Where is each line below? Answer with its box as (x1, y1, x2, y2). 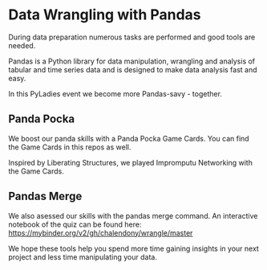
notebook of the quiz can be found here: (8, 219, 142, 229)
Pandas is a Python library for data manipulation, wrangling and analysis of (8, 56, 256, 66)
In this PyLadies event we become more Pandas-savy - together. (8, 88, 223, 98)
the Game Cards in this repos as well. (8, 142, 131, 152)
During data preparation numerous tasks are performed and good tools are (8, 32, 256, 42)
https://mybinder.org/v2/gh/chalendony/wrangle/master (8, 227, 193, 238)
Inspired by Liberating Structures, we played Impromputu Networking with (8, 157, 253, 167)
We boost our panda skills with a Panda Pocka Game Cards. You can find (8, 133, 250, 143)
